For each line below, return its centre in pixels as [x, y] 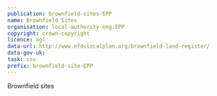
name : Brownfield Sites [42, 20]
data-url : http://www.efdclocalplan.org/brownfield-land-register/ [109, 46]
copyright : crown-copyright [49, 33]
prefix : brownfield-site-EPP [50, 66]
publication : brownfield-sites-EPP [60, 14]
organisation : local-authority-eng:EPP [66, 27]
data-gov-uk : [27, 53]
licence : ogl [27, 40]
